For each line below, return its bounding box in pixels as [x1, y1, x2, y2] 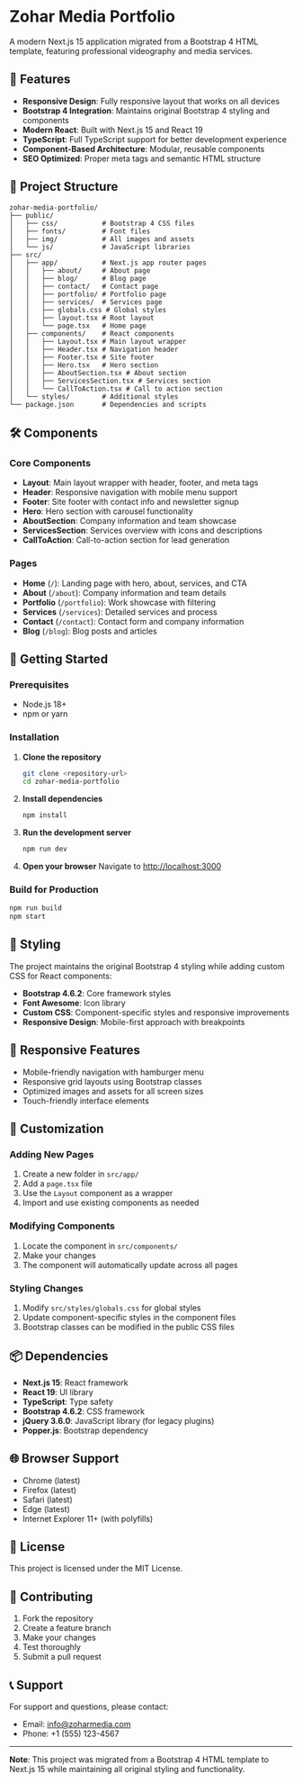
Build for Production [9, 883, 99, 896]
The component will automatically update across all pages [22, 1259, 238, 1270]
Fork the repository [22, 1613, 94, 1624]
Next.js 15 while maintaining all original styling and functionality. [9, 1764, 245, 1775]
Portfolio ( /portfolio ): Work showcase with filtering [22, 597, 216, 608]
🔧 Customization [9, 1121, 104, 1137]
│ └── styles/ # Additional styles [9, 392, 179, 401]
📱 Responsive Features [9, 1042, 141, 1058]
